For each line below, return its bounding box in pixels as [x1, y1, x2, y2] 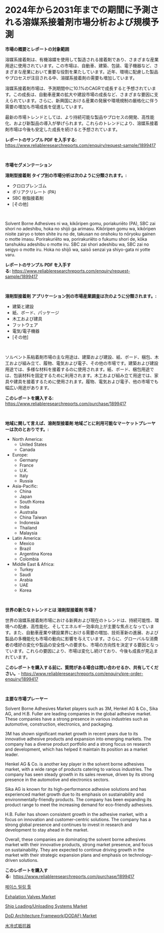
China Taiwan [19, 514, 47, 520]
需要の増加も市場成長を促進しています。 [5, 103, 86, 109]
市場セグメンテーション [5, 162, 52, 168]
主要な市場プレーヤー [5, 696, 48, 702]
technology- [128, 852, 153, 858]
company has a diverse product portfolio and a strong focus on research [5, 741, 151, 747]
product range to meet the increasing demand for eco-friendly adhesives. [5, 802, 153, 807]
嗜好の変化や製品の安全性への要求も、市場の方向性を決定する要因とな [13, 642, 155, 648]
